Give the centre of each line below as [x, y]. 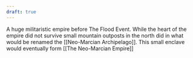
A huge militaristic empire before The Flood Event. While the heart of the [97, 29]
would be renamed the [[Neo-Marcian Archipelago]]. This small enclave [96, 42]
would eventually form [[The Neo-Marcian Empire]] [70, 48]
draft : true [21, 12]
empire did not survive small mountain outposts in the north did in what [95, 35]
